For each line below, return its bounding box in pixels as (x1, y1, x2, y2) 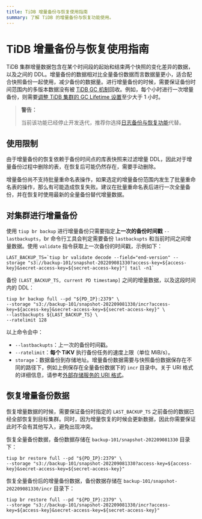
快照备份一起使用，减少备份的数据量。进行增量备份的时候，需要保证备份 (11, 78, 191, 86)
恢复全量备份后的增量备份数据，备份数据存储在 (6, 477, 122, 484)
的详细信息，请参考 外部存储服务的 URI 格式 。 (14, 371, 127, 379)
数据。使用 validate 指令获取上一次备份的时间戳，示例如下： (11, 242, 163, 250)
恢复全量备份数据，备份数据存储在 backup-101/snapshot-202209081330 (6, 435, 179, 443)
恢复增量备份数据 (6, 391, 70, 401)
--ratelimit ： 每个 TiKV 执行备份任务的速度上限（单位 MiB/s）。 (14, 349, 174, 356)
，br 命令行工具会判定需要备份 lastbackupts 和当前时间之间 (38, 235, 186, 242)
